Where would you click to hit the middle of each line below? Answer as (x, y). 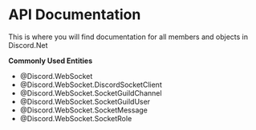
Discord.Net (28, 45)
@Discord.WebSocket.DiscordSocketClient (91, 85)
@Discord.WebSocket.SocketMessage (84, 110)
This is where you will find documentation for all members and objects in (128, 37)
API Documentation (75, 15)
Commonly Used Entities (51, 61)
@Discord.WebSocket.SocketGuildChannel (91, 93)
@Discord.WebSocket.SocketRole (76, 118)
